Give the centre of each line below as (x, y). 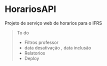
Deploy (32, 58)
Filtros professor (41, 42)
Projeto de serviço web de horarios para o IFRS (53, 23)
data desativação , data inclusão (58, 47)
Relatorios (35, 53)
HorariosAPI (30, 9)
